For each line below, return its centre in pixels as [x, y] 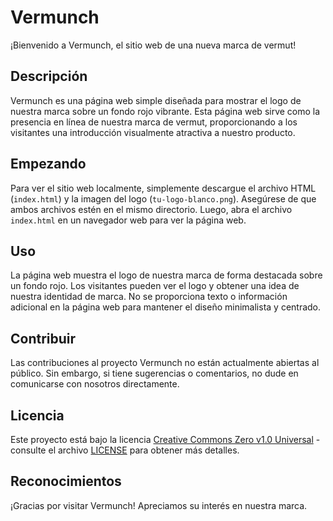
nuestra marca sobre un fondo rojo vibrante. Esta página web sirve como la [165, 111]
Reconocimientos [66, 481]
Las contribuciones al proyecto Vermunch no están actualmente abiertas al [165, 363]
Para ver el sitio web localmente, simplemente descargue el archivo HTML [163, 188]
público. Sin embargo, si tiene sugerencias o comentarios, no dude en [154, 373]
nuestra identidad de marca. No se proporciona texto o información [149, 297]
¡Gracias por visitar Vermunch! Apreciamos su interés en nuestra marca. [159, 505]
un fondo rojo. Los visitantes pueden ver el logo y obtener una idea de [155, 286]
